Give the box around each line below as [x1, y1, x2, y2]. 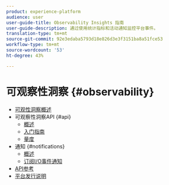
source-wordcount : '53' [6, 47, 65, 53]
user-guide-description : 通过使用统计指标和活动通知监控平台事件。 [6, 25, 158, 31]
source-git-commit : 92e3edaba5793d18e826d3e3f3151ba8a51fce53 [6, 36, 163, 42]
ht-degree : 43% [6, 53, 44, 59]
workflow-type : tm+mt [6, 42, 60, 48]
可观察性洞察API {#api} [14, 113, 71, 120]
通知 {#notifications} [14, 142, 65, 150]
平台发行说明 [14, 172, 46, 179]
